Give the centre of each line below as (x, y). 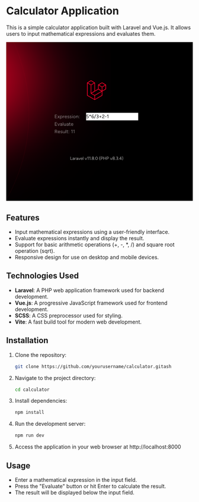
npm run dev (29, 435)
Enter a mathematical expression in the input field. (76, 479)
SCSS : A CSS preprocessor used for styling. (69, 315)
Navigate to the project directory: (55, 378)
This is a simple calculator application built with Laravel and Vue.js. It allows (99, 27)
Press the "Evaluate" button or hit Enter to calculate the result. (90, 486)
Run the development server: (50, 424)
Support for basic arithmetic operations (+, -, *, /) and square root (94, 244)
